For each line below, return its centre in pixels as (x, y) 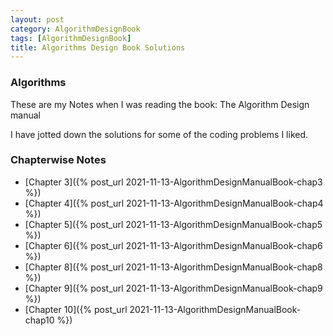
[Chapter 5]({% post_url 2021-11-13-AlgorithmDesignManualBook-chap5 (173, 224)
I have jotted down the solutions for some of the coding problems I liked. (159, 134)
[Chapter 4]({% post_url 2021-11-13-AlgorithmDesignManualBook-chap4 (174, 203)
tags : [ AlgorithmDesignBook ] (71, 38)
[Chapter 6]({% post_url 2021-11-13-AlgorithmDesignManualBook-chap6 (173, 245)
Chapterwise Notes (58, 160)
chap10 (39, 320)
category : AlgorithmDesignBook (75, 29)
